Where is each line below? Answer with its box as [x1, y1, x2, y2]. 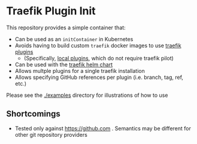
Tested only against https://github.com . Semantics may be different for [14, 124, 192, 132]
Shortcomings [6, 109, 61, 119]
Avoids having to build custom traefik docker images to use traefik [14, 42, 181, 49]
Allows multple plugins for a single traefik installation [14, 67, 145, 74]
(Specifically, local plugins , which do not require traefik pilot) [23, 54, 174, 62]
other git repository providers [14, 131, 88, 138]
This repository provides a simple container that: [6, 24, 126, 31]
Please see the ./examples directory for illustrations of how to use [6, 91, 168, 99]
